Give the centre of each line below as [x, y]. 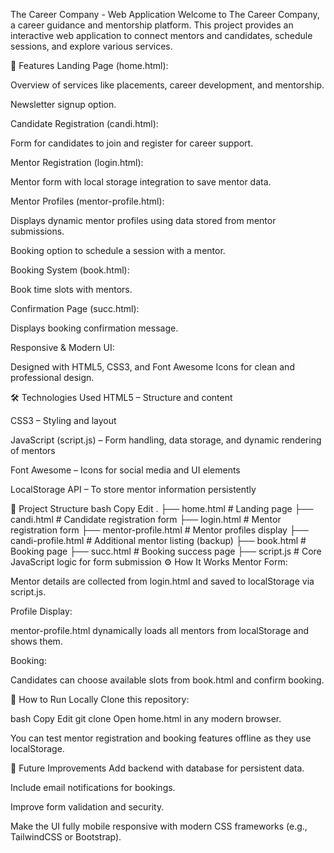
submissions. [37, 231]
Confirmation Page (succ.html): [75, 308]
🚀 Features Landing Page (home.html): [89, 65]
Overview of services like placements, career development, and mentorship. [167, 85]
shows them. [36, 641]
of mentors [33, 450]
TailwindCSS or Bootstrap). [66, 837]
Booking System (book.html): [70, 270]
